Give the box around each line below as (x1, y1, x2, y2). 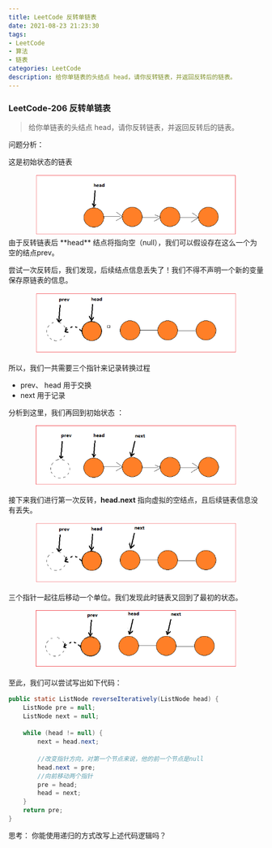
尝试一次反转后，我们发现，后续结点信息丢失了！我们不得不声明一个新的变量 (8, 265, 264, 275)
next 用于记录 (19, 391, 66, 400)
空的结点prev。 (8, 248, 59, 257)
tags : (8, 30, 27, 38)
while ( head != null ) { (23, 729, 104, 738)
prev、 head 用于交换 (19, 380, 92, 390)
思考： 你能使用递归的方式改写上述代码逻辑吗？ (8, 830, 167, 840)
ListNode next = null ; (23, 712, 100, 720)
